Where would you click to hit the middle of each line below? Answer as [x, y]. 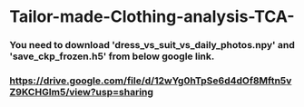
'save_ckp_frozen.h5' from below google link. [112, 56]
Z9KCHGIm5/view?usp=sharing [82, 92]
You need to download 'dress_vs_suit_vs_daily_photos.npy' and [152, 45]
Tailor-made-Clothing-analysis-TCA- [152, 17]
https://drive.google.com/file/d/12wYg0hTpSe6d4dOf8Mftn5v [151, 81]
